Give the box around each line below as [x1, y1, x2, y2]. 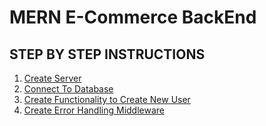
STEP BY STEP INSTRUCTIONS [9, 46, 206, 63]
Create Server [23, 72, 82, 84]
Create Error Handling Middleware [23, 104, 165, 116]
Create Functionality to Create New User [23, 94, 191, 105]
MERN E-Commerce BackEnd [9, 6, 257, 29]
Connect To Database [23, 83, 114, 95]
